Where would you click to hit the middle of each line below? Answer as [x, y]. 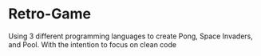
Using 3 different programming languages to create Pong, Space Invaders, [131, 36]
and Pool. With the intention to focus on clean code [93, 44]
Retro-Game [50, 14]
